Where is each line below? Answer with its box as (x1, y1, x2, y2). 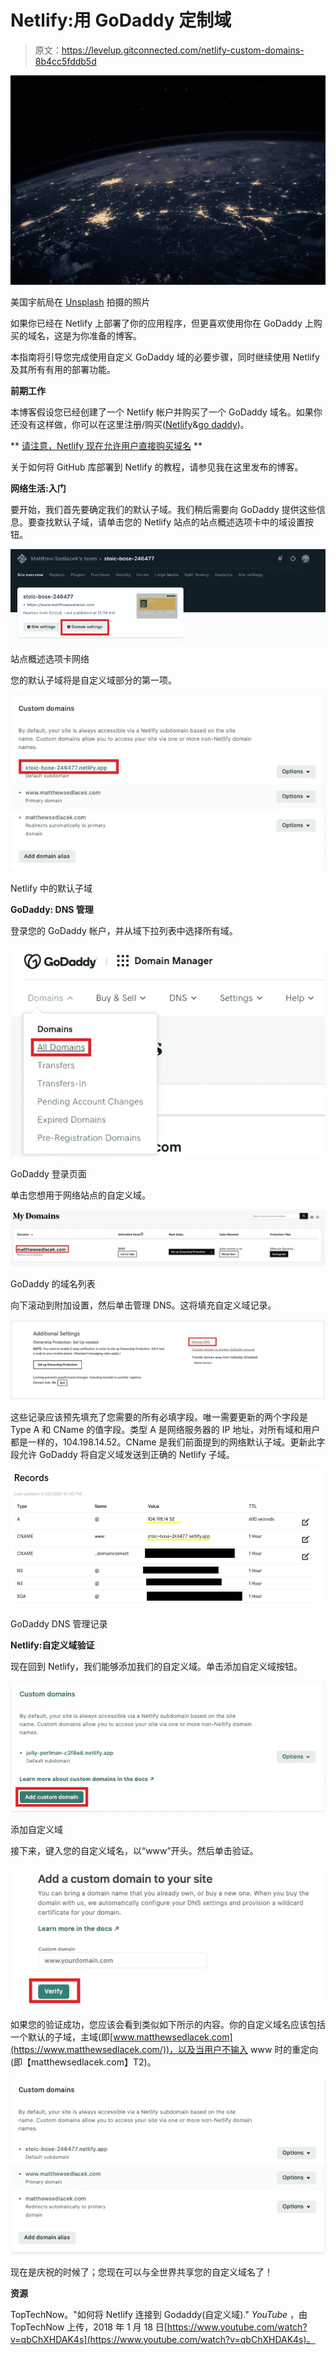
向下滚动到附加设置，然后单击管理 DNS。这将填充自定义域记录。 (10, 1299, 277, 1311)
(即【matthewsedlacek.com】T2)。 (10, 2056, 157, 2068)
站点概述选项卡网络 (10, 653, 90, 665)
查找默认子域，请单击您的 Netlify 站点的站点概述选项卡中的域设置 (36, 516, 305, 528)
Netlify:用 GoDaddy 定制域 (10, 9, 232, 32)
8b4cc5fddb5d (34, 55, 97, 67)
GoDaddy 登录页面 (10, 1168, 87, 1180)
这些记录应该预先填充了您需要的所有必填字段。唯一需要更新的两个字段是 (10, 1411, 308, 1423)
